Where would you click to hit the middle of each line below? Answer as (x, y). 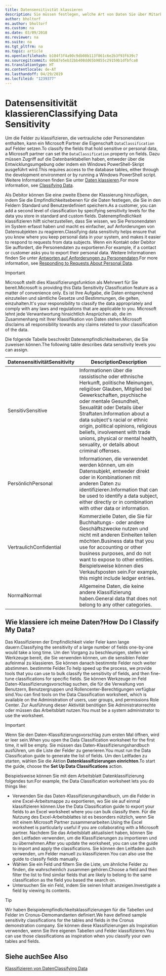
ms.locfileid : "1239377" (31, 79)
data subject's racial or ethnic (114, 419)
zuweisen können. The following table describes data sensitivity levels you (80, 344)
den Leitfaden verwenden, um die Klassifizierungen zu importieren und (84, 838)
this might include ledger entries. (117, 578)
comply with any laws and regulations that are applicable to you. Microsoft (81, 308)
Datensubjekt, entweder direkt (114, 471)
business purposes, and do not (115, 553)
